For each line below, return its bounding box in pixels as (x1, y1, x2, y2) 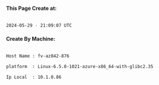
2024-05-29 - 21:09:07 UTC (6, 23, 72, 29)
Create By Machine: (6, 35, 56, 42)
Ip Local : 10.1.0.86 (6, 75, 62, 80)
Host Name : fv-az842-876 (6, 53, 69, 59)
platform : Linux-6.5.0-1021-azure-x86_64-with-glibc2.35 (6, 64, 154, 70)
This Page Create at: (6, 5, 57, 12)
